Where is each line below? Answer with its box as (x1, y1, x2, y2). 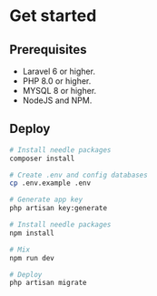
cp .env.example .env (9, 179, 92, 188)
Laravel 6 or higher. (22, 66, 95, 77)
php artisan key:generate (9, 204, 107, 213)
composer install (9, 154, 75, 163)
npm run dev (9, 253, 54, 262)
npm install (9, 229, 54, 238)
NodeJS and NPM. (22, 95, 93, 106)
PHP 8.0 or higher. (22, 76, 92, 87)
